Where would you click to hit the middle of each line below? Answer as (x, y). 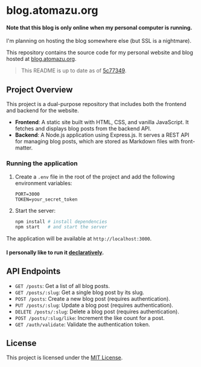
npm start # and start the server (61, 227)
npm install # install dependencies (61, 221)
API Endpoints (33, 271)
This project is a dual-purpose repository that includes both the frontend (96, 104)
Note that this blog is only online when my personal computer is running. (99, 27)
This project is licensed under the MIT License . (65, 358)
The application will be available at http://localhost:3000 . (79, 239)
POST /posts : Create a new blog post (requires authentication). (92, 298)
